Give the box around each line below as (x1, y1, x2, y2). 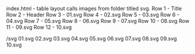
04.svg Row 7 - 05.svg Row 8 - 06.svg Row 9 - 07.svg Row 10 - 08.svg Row (6, 18, 190, 24)
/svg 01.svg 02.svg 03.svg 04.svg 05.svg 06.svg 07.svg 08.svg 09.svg (6, 35, 177, 42)
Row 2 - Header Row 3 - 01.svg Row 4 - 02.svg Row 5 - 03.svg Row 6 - (6, 11, 180, 18)
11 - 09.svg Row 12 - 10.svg (6, 23, 72, 31)
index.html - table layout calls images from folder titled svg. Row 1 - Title (6, 5, 182, 12)
